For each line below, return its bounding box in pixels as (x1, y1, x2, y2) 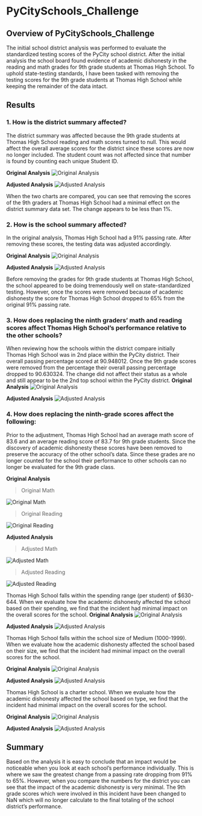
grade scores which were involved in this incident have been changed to (6, 790, 186, 797)
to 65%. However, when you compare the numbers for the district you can (6, 777, 191, 785)
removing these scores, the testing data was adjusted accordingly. (6, 240, 172, 248)
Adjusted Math (21, 545, 58, 552)
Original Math (21, 486, 55, 494)
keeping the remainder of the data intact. (6, 83, 108, 90)
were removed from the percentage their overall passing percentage (6, 364, 176, 371)
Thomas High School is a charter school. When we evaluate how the (6, 688, 176, 695)
